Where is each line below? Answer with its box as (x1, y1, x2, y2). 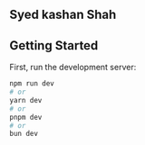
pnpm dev (9, 113, 43, 122)
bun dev (9, 130, 39, 139)
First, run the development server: (9, 62, 137, 73)
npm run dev (9, 79, 54, 88)
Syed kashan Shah (9, 7, 117, 23)
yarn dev (9, 95, 43, 104)
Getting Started (9, 38, 99, 53)
